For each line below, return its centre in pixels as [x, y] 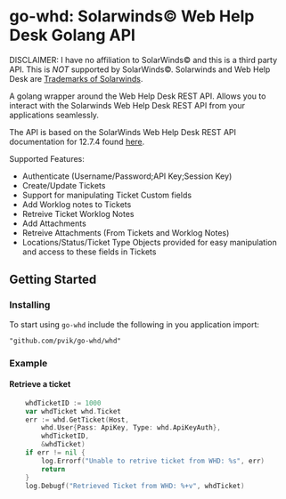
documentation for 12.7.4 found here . [77, 141]
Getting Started [53, 280]
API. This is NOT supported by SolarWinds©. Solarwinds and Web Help [140, 69]
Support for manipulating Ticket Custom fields [107, 195]
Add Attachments [54, 223]
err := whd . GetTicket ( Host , [77, 420]
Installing [30, 305]
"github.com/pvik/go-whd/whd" [65, 341]
